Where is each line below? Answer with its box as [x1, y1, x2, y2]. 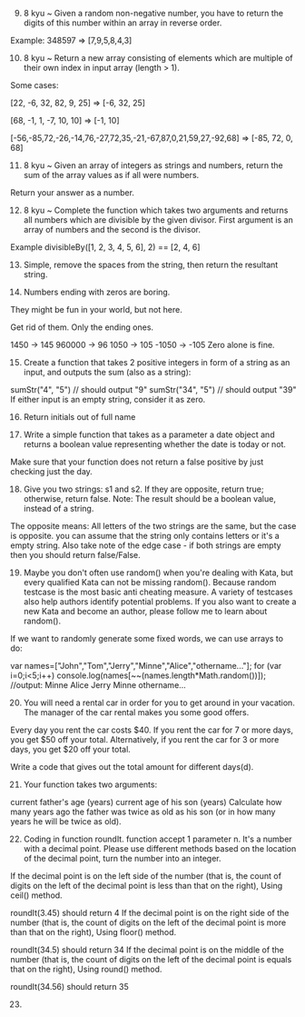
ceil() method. [10, 890, 63, 901]
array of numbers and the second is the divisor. [23, 224, 201, 234]
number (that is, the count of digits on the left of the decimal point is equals [10, 954, 292, 964]
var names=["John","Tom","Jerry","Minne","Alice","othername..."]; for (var [10, 661, 282, 671]
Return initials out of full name [23, 412, 136, 422]
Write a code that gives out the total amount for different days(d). [10, 762, 254, 772]
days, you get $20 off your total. [10, 744, 131, 754]
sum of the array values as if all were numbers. [23, 170, 200, 180]
